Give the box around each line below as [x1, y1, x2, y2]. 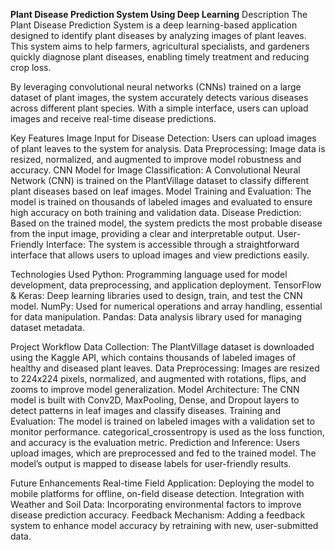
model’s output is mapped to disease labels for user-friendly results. [10, 458, 292, 469]
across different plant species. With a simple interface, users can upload [10, 102, 309, 114]
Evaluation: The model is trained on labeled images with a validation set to [10, 415, 316, 427]
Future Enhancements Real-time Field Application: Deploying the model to [10, 477, 315, 489]
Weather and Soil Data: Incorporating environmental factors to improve [10, 499, 302, 510]
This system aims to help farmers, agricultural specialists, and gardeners [10, 40, 310, 52]
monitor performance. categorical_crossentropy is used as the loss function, [10, 426, 325, 438]
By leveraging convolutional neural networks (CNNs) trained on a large [10, 81, 302, 93]
